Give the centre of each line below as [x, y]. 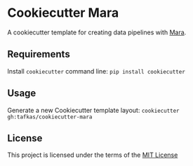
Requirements [39, 54]
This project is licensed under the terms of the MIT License [93, 155]
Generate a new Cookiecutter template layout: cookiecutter [94, 110]
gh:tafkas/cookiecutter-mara [50, 117]
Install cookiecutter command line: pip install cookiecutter [96, 71]
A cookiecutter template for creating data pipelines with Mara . [97, 32]
